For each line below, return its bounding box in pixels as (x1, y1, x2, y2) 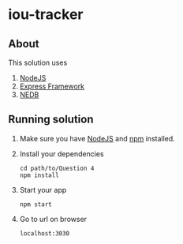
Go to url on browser (19, 214, 88, 223)
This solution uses (8, 58, 68, 67)
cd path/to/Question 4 (19, 164, 95, 172)
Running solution (8, 113, 94, 126)
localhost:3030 (19, 229, 70, 238)
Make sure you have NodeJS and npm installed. (19, 133, 175, 143)
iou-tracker (8, 6, 84, 24)
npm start (19, 200, 53, 208)
